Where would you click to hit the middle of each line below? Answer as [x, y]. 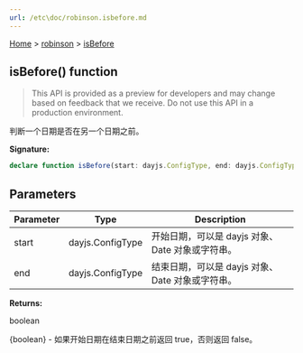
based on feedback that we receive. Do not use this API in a [142, 103]
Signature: [29, 149]
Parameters [43, 194]
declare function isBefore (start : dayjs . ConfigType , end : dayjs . [134, 166]
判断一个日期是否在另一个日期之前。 [77, 131]
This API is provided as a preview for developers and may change [153, 93]
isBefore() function [64, 72]
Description [220, 219]
